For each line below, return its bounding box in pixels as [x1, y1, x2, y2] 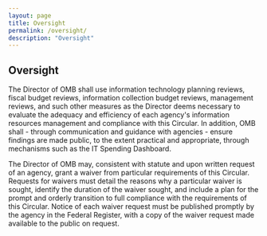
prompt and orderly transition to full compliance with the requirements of [8, 193, 247, 203]
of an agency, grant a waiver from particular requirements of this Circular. [8, 168, 249, 178]
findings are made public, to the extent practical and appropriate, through [8, 136, 249, 145]
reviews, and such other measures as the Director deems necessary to [8, 101, 241, 112]
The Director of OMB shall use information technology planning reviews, [8, 85, 245, 94]
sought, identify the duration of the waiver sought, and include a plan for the [8, 185, 259, 195]
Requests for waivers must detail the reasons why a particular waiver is [8, 176, 242, 186]
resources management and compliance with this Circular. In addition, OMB [8, 119, 257, 128]
